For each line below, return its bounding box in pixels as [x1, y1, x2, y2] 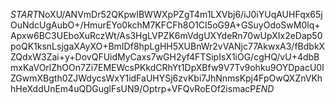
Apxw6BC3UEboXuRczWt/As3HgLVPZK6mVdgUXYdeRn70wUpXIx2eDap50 [10, 30, 323, 41]
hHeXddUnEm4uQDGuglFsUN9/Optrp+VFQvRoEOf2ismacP [10, 83, 257, 94]
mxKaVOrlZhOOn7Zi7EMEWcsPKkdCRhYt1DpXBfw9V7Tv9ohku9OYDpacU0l [10, 62, 325, 73]
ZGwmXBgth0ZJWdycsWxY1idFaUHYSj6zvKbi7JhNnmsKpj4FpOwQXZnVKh [10, 72, 323, 84]
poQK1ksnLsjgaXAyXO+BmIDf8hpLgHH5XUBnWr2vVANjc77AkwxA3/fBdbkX [10, 40, 326, 52]
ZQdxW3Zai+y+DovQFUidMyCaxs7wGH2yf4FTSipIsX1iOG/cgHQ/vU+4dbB [10, 51, 320, 63]
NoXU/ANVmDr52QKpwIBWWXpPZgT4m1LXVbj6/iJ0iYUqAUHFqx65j [38, 9, 323, 20]
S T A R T [10, 9, 39, 20]
